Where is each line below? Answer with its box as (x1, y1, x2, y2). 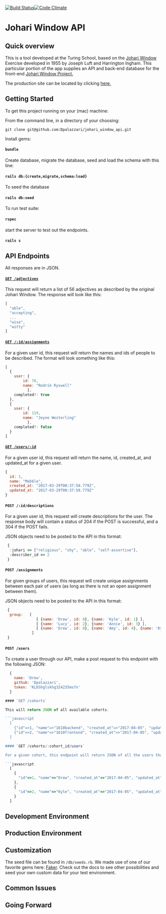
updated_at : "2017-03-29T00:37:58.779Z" (9, 488, 94, 493)
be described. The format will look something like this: (5, 355, 116, 361)
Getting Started (5, 95, 54, 103)
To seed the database (5, 184, 49, 190)
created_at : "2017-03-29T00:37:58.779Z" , (9, 483, 96, 488)
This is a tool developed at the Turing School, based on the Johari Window (5, 55, 157, 61)
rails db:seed (5, 195, 35, 200)
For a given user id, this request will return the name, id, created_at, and (5, 455, 152, 460)
